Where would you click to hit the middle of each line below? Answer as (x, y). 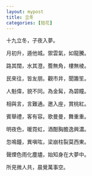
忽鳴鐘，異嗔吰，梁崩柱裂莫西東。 (48, 142)
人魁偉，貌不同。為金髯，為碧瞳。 (48, 91)
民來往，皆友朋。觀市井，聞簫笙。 (48, 79)
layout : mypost (25, 12)
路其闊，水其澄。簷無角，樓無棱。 (48, 66)
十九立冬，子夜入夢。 (32, 41)
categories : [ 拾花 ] (29, 23)
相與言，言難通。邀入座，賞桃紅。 (48, 104)
